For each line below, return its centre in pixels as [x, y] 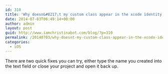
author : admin [20, 24]
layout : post [19, 28]
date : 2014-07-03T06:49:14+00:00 [40, 19]
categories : [17, 42]
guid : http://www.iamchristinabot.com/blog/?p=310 [59, 33]
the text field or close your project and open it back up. [62, 66]
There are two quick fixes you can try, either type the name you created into [83, 61]
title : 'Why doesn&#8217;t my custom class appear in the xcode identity [84, 14]
